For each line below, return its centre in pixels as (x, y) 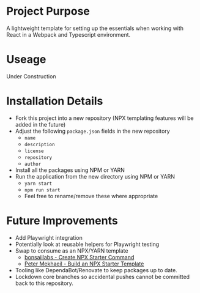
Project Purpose (48, 11)
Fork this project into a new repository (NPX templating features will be (104, 118)
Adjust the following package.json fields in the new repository (92, 131)
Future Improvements (62, 221)
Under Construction (31, 76)
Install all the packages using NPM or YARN (70, 170)
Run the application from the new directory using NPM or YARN (95, 176)
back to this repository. (44, 283)
